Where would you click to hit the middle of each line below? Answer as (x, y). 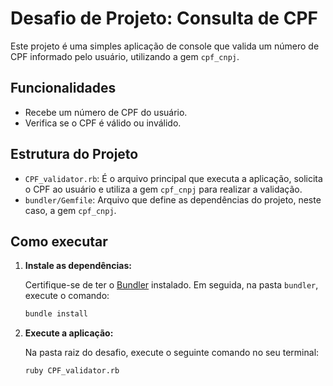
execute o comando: (67, 296)
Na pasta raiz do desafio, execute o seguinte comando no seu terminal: (172, 353)
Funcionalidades (63, 88)
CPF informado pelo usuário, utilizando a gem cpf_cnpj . (125, 56)
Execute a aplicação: (69, 333)
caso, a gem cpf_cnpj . (70, 210)
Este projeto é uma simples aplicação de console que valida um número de (165, 46)
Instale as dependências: (78, 266)
